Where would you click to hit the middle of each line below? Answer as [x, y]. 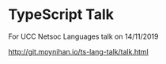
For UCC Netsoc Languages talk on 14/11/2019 [83, 36]
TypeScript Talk [61, 15]
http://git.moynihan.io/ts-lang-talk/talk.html [78, 51]
